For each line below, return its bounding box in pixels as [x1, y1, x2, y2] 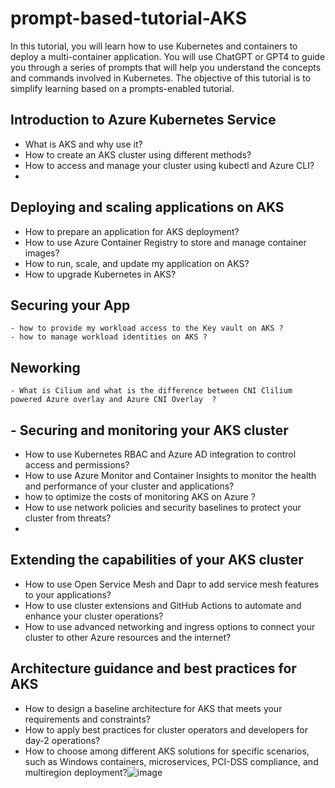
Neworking [10, 359, 81, 376]
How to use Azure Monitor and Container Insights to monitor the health [24, 470, 317, 481]
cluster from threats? [24, 512, 112, 524]
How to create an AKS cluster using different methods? [24, 148, 252, 161]
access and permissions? [24, 459, 130, 471]
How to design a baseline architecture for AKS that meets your [24, 702, 283, 714]
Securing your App [10, 297, 131, 314]
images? [24, 247, 60, 259]
